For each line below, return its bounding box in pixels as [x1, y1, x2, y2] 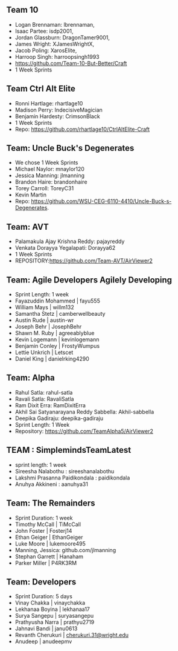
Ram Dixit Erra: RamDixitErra [14, 401, 86, 409]
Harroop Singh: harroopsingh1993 [14, 53, 100, 60]
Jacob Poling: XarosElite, [14, 47, 77, 54]
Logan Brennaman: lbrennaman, [14, 21, 95, 28]
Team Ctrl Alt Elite [6, 84, 75, 94]
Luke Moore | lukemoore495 [14, 539, 86, 547]
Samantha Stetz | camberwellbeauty [14, 310, 106, 318]
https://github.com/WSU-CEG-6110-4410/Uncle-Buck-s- [31, 198, 172, 205]
